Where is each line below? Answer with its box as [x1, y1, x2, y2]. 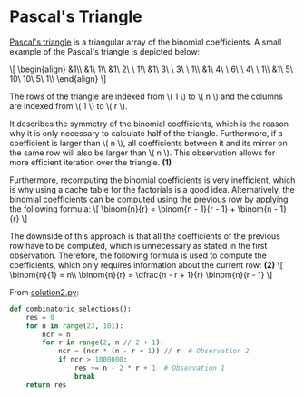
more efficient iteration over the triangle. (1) [9, 156, 172, 167]
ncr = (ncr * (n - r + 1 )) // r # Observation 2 [57, 347, 250, 356]
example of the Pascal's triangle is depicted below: [9, 45, 201, 56]
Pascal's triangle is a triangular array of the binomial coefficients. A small [9, 36, 282, 47]
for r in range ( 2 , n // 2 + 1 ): [42, 338, 165, 347]
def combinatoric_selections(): [9, 304, 132, 313]
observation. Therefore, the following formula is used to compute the [9, 250, 268, 261]
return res [25, 380, 67, 390]
